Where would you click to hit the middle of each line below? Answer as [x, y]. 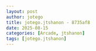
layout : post [22, 11]
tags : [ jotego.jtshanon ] [36, 39]
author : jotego [25, 17]
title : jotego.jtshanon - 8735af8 [48, 22]
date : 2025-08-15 [27, 28]
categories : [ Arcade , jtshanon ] [45, 33]
